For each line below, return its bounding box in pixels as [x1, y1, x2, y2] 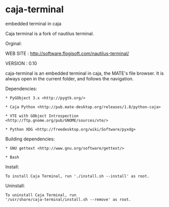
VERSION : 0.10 [5, 60, 37, 66]
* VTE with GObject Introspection [5, 113, 79, 118]
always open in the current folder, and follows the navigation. [5, 75, 134, 81]
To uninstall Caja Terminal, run [5, 192, 77, 198]
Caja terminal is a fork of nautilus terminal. [5, 30, 94, 36]
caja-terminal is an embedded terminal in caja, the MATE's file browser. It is [5, 70, 164, 76]
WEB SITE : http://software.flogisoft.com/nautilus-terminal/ [5, 50, 129, 56]
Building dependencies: [5, 136, 55, 142]
